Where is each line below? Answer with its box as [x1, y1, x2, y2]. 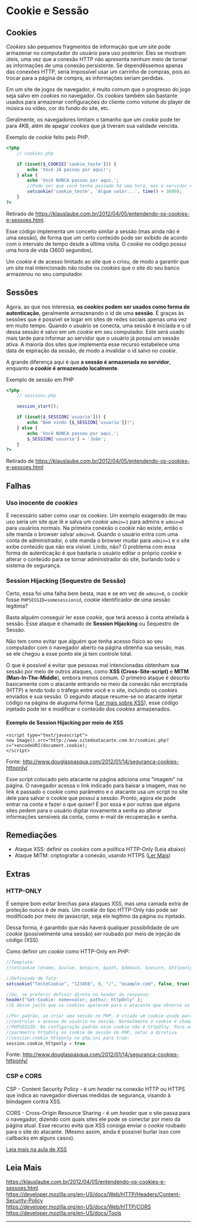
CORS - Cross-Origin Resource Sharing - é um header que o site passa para [6, 1109, 191, 1116]
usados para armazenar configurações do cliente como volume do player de [6, 98, 191, 105]
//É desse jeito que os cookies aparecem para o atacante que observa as [6, 1003, 191, 1008]
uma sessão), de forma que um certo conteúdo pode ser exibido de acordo [6, 234, 188, 241]
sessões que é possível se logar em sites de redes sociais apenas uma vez [6, 316, 187, 323]
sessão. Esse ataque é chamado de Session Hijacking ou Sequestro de [6, 620, 179, 628]
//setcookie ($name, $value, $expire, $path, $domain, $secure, [6, 964, 167, 971]
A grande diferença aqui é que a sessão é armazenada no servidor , [6, 358, 171, 366]
